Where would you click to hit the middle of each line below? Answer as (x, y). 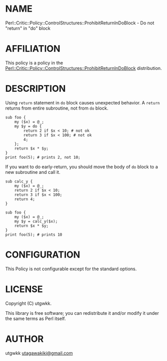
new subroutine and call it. (33, 172)
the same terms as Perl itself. (36, 318)
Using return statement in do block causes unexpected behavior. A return (82, 102)
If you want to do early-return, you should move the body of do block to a (82, 167)
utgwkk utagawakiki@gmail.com (39, 353)
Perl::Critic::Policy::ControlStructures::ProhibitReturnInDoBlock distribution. (84, 68)
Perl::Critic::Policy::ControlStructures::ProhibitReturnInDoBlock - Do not (80, 23)
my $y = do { (28, 126)
